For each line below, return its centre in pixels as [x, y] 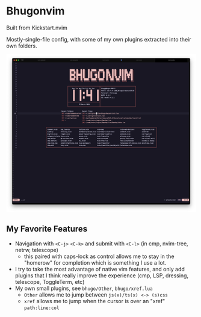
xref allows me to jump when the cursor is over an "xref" [94, 301]
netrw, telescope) [37, 250]
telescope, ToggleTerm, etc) [50, 282]
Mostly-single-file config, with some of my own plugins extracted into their [99, 39]
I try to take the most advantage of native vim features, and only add [100, 269]
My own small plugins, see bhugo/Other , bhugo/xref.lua [84, 288]
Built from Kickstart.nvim [37, 28]
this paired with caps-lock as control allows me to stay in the [99, 256]
